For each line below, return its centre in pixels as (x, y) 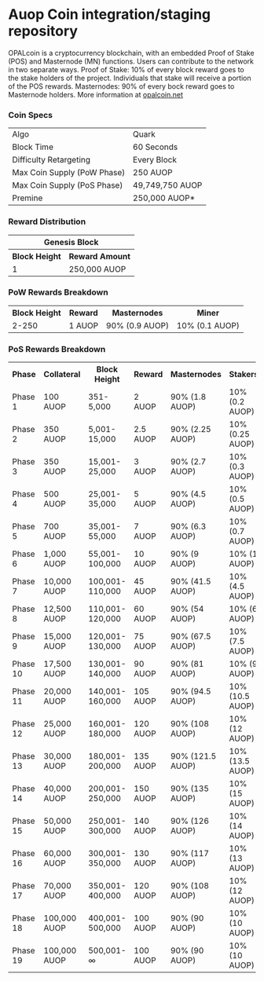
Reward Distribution (47, 221)
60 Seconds (155, 147)
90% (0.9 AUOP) (137, 325)
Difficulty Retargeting (51, 160)
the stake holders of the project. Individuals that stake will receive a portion (130, 78)
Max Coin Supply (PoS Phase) (68, 185)
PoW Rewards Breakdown (58, 292)
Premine (27, 198)
